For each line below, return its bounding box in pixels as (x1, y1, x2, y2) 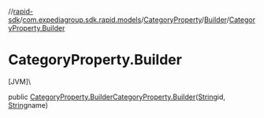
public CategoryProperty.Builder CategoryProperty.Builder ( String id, (8, 92, 226, 101)
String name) (8, 100, 49, 109)
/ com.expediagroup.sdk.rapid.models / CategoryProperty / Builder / (19, 15, 230, 24)
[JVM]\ (8, 76, 32, 86)
